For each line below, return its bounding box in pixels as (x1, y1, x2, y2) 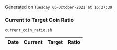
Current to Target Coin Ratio (5, 16, 74, 23)
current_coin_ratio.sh (5, 28, 52, 33)
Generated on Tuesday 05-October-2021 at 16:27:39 (5, 4, 113, 10)
